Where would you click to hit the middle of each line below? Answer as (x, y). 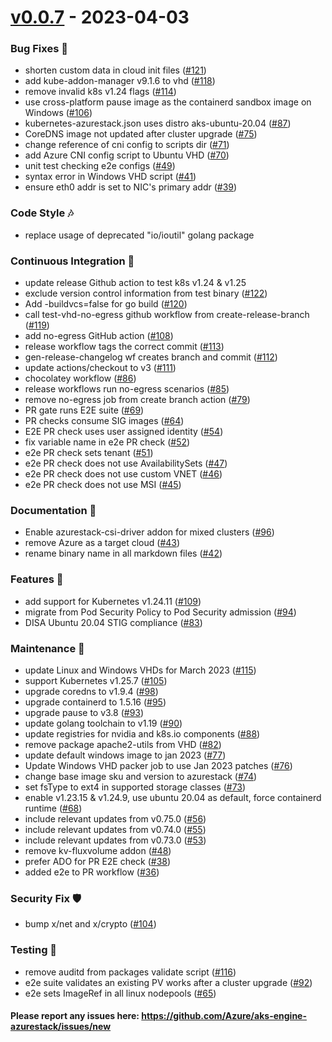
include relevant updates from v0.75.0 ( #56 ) (115, 818)
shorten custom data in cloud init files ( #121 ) (115, 70)
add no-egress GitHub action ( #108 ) (99, 336)
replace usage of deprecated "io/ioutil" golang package (139, 235)
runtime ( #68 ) (53, 808)
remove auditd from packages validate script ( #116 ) (130, 972)
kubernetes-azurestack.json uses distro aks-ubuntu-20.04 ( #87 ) (158, 123)
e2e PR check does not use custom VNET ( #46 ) (123, 474)
